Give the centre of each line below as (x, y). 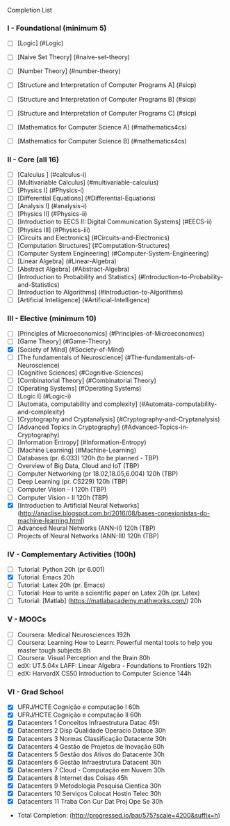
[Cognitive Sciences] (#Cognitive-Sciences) (80, 373)
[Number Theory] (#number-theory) (69, 71)
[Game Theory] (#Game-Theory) (64, 341)
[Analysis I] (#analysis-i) (52, 206)
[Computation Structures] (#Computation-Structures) (93, 245)
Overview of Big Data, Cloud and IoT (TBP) (79, 466)
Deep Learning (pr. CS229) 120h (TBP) (73, 482)
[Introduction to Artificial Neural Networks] (78, 505)
